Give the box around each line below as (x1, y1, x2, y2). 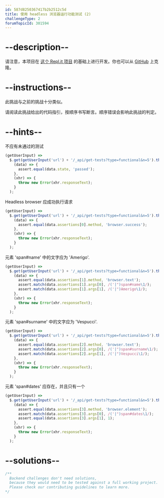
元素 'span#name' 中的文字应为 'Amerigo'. (5, 254, 90, 260)
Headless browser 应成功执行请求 (5, 199, 73, 205)
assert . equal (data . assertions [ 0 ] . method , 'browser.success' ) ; (18, 222, 147, 227)
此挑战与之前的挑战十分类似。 (5, 99, 65, 105)
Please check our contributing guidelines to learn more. (9, 485, 130, 490)
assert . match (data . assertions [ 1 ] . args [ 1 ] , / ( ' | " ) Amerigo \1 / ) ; (18, 287, 147, 292)
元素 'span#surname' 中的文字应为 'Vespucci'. (5, 319, 98, 325)
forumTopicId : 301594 (5, 21, 49, 26)
